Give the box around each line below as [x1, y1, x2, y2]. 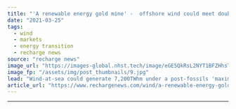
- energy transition [13, 43, 74, 50]
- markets [13, 36, 42, 43]
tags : [7, 23, 23, 30]
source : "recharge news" [7, 56, 80, 63]
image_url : [7, 62, 39, 69]
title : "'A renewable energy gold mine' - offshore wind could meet [7, 10, 216, 17]
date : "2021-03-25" [7, 17, 65, 24]
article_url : [7, 82, 46, 89]
